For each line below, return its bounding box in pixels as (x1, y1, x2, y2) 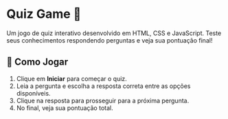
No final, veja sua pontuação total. (16, 103, 114, 112)
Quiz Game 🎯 (6, 6, 82, 22)
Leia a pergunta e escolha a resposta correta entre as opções (16, 82, 191, 90)
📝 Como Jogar (6, 56, 69, 68)
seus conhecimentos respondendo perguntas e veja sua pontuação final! (6, 36, 213, 44)
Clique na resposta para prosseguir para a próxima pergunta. (16, 96, 190, 105)
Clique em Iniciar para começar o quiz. (16, 74, 128, 83)
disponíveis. (16, 89, 51, 97)
